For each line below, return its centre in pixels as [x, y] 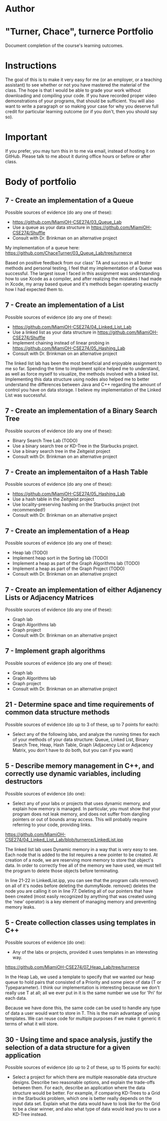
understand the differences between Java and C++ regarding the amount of [83, 384]
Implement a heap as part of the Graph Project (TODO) [69, 569]
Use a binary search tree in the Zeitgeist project [61, 451]
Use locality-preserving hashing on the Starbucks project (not [76, 504]
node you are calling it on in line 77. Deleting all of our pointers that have [79, 891]
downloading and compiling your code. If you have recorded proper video [81, 96]
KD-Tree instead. [30, 1114]
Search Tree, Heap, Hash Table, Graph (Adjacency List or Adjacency [83, 745]
